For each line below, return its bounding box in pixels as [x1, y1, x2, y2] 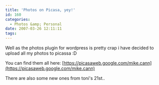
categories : [5, 17, 30, 22]
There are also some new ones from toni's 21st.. [5, 75, 105, 81]
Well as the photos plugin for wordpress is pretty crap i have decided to [5, 45, 154, 51]
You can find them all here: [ [5, 60, 64, 66]
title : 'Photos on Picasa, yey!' [5, 7, 76, 13]
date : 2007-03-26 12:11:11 [5, 26, 62, 31]
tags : [5, 31, 17, 36]
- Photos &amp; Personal [10, 21, 62, 27]
